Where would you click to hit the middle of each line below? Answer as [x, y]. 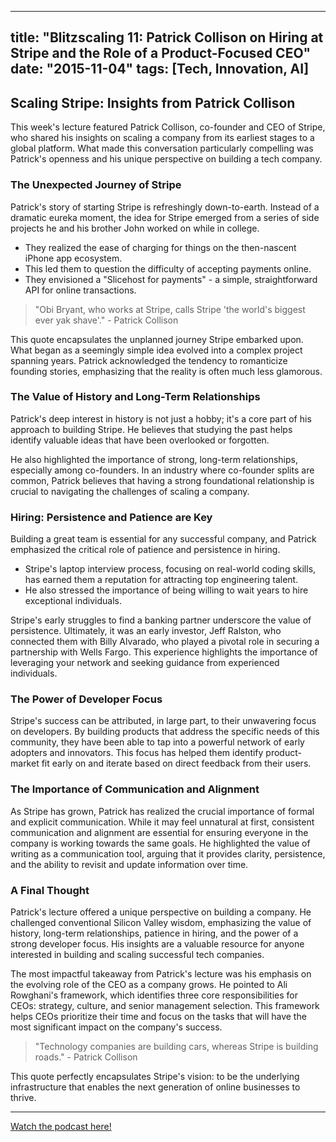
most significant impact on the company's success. [116, 1027]
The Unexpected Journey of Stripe [96, 185]
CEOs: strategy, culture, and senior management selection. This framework [165, 1005]
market [25, 763]
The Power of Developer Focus [86, 699]
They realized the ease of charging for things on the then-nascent [160, 247]
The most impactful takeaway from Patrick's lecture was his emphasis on [161, 973]
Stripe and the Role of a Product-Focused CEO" [161, 53]
